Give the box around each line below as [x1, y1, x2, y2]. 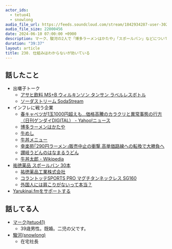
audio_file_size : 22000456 [5, 27, 63, 32]
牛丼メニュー [20, 137, 48, 143]
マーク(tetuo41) [12, 219, 46, 225]
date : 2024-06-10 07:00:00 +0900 [5, 31, 77, 36]
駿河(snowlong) [12, 232, 46, 238]
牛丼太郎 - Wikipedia [20, 156, 64, 162]
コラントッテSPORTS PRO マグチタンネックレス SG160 [20, 175, 137, 181]
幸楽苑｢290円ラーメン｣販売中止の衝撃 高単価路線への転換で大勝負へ [20, 143, 165, 149]
